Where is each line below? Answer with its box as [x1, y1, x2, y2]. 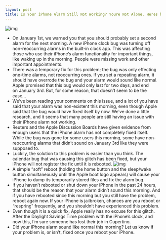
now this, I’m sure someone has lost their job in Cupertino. [12, 218, 131, 225]
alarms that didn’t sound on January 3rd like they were [37, 140, 149, 146]
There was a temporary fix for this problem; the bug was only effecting [12, 66, 157, 72]
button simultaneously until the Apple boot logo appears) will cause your [12, 171, 160, 177]
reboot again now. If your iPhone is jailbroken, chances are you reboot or [12, 198, 161, 203]
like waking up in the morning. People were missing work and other [12, 56, 149, 62]
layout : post [5, 7, 32, 12]
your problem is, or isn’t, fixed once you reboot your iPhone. [12, 229, 135, 235]
